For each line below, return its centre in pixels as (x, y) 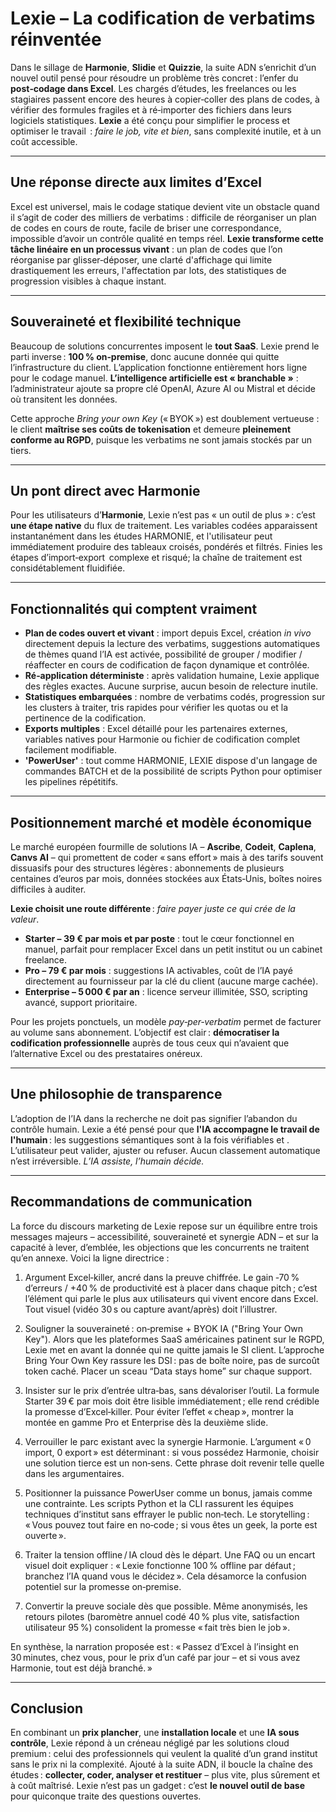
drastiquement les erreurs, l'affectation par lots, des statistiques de (148, 270)
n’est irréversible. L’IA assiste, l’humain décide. (107, 1161)
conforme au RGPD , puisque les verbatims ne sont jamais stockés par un (161, 439)
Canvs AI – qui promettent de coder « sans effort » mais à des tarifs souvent (167, 857)
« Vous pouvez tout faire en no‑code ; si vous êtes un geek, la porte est (171, 1524)
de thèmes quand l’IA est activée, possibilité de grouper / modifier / (163, 654)
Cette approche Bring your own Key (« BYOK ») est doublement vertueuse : (165, 418)
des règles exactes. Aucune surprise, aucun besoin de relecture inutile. (171, 686)
